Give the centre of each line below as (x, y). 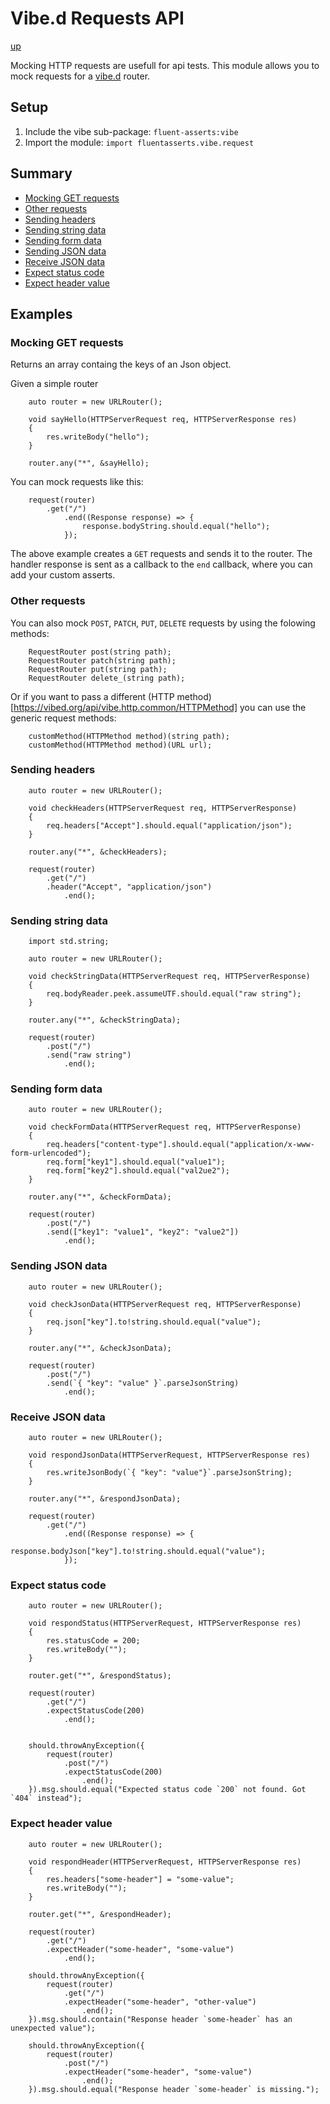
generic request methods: (63, 718)
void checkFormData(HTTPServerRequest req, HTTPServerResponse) (165, 1127)
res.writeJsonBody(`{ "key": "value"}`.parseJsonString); (169, 1473)
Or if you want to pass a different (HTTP (92, 696)
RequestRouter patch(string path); (102, 660)
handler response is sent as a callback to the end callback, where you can (161, 564)
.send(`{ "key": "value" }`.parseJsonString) (143, 1383)
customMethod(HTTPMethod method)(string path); (129, 736)
